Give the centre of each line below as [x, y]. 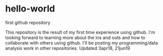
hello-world [30, 9]
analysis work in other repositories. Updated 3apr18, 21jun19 [68, 48]
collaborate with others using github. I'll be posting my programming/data [82, 42]
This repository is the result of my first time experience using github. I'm [80, 32]
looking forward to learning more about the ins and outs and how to [75, 37]
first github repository [28, 22]
